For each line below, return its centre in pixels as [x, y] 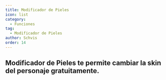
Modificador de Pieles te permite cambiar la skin [83, 63]
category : [16, 19]
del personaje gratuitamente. [52, 71]
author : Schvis [21, 38]
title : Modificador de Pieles [37, 10]
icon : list [17, 15]
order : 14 [16, 43]
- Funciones [23, 24]
